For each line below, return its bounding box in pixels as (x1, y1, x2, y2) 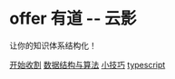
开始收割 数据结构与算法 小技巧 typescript (9, 59, 166, 70)
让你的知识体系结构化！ (9, 40, 97, 51)
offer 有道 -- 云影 (9, 8, 137, 29)
